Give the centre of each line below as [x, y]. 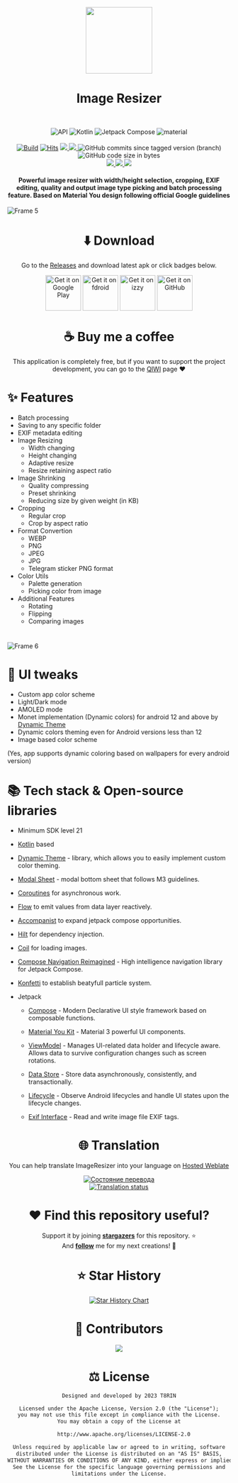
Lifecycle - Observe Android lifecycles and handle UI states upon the [129, 1096]
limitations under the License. [119, 1474]
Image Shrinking [41, 478]
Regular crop [47, 516]
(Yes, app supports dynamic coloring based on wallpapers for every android [119, 753]
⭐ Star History [119, 1276]
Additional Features [46, 599]
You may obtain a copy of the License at [119, 1422]
